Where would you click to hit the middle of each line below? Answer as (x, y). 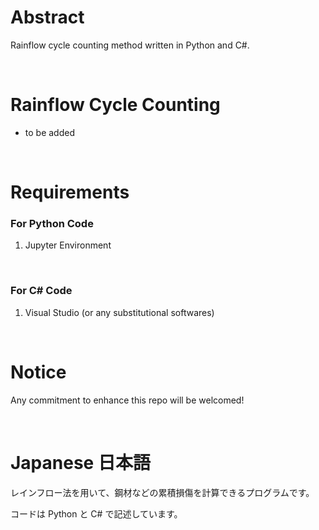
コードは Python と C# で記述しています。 (96, 513)
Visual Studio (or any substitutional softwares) (119, 312)
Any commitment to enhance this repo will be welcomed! (127, 400)
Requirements (70, 192)
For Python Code (52, 223)
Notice (38, 372)
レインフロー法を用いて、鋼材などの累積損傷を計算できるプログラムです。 (162, 492)
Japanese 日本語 (80, 462)
